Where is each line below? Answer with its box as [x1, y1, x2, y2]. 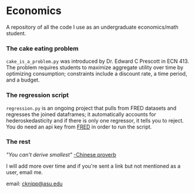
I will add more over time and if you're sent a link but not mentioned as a [6, 162, 181, 170]
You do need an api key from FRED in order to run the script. [6, 123, 152, 130]
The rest [6, 138, 31, 146]
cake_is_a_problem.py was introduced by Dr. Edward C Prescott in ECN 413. [6, 57, 190, 65]
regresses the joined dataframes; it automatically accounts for [6, 110, 157, 118]
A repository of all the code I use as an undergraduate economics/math [6, 23, 179, 31]
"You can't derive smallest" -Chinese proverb [6, 151, 116, 158]
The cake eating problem [6, 44, 79, 52]
